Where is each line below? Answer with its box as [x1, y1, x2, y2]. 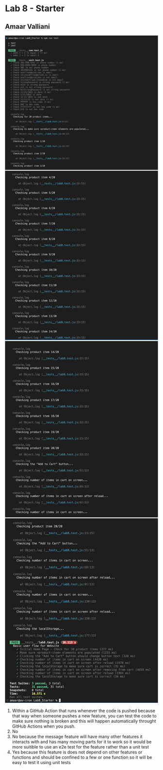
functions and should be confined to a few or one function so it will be [12, 754, 152, 760]
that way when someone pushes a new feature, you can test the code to [12, 712, 157, 719]
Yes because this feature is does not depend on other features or [12, 749, 143, 755]
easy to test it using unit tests [12, 759, 71, 765]
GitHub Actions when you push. [12, 723, 76, 729]
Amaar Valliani [5, 22, 50, 31]
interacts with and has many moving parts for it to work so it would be [12, 739, 152, 745]
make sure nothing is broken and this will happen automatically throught [12, 718, 156, 724]
